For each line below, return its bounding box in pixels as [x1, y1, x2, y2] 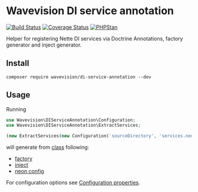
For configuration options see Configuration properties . [6, 179, 140, 186]
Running [6, 105, 27, 112]
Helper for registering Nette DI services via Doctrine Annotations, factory [6, 35, 183, 42]
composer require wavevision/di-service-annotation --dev [6, 74, 151, 80]
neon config [14, 168, 44, 175]
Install [6, 58, 29, 68]
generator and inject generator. [6, 41, 82, 48]
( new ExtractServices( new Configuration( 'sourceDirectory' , [6, 133, 157, 139]
